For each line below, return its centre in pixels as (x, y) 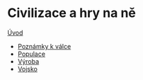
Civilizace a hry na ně (72, 13)
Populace (32, 54)
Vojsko (27, 69)
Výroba (28, 61)
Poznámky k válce (44, 46)
